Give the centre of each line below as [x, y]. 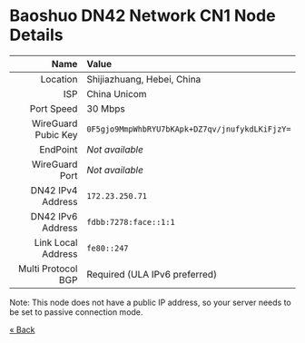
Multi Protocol [48, 269]
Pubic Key [56, 134]
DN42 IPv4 [54, 190]
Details [36, 35]
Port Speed [54, 108]
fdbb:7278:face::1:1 [130, 222]
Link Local [56, 242]
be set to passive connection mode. [76, 312]
